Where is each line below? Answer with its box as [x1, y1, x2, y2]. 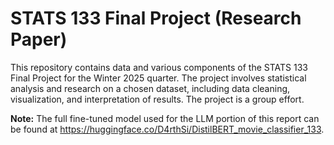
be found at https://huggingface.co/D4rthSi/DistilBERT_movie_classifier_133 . [10, 123, 325, 135]
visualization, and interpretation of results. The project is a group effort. [10, 93, 305, 105]
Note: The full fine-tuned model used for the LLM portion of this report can [10, 112, 320, 124]
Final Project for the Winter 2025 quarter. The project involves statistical [10, 72, 307, 84]
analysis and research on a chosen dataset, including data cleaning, [10, 82, 291, 94]
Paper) [10, 28, 68, 51]
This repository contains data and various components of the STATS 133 [10, 61, 309, 73]
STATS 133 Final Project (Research [10, 7, 302, 30]
